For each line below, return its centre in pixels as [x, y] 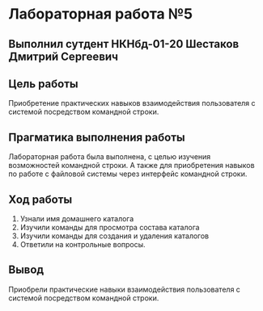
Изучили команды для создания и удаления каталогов [115, 236]
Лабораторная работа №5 [101, 14]
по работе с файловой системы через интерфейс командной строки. [128, 174]
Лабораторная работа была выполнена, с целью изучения [110, 157]
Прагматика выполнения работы [97, 137]
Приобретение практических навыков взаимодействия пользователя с [132, 103]
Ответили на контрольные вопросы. [83, 245]
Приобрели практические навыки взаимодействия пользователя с [125, 289]
